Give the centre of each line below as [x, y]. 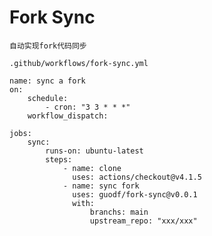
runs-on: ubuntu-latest [94, 151]
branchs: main [119, 212]
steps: [59, 159]
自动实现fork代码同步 [48, 46]
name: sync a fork [47, 81]
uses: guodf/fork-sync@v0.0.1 [135, 194]
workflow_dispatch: [68, 116]
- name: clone [92, 168]
